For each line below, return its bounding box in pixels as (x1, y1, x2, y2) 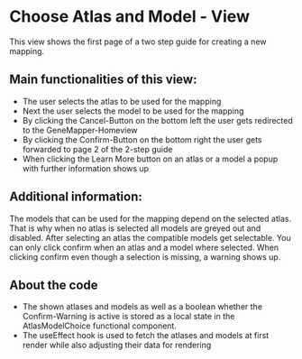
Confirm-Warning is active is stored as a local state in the (22, 311, 235, 322)
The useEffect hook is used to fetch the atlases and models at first (22, 330, 270, 341)
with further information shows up (22, 162, 150, 173)
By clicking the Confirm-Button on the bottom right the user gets (22, 133, 262, 145)
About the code (9, 277, 98, 292)
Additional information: (9, 189, 142, 205)
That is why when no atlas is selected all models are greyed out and (9, 223, 261, 234)
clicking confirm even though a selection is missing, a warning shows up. (9, 251, 281, 262)
